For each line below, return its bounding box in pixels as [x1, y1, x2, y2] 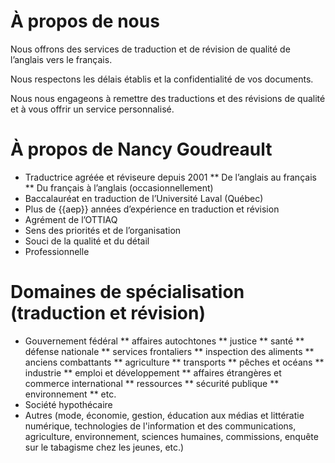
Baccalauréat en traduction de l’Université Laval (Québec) [24, 192, 264, 204]
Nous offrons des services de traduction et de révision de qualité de [10, 43, 291, 55]
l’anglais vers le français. [10, 53, 113, 65]
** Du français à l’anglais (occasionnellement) [24, 181, 214, 194]
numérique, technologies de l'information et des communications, [24, 420, 297, 432]
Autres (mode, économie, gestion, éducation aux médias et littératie [24, 409, 305, 421]
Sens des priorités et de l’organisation [24, 224, 182, 236]
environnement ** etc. [24, 388, 117, 400]
